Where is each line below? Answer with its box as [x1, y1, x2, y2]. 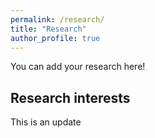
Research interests [10, 89, 131, 106]
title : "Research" [10, 24, 87, 34]
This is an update [10, 116, 82, 128]
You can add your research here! [10, 61, 146, 73]
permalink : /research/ [10, 14, 105, 25]
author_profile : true [10, 33, 101, 43]
